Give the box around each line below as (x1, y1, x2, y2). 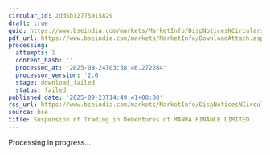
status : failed (15, 85, 67, 94)
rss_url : (8, 101, 38, 109)
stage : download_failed (15, 78, 95, 86)
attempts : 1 (15, 49, 56, 57)
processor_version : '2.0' (15, 71, 103, 79)
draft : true (8, 19, 48, 27)
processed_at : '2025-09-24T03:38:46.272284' (15, 64, 167, 72)
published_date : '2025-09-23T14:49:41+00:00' (8, 93, 163, 101)
